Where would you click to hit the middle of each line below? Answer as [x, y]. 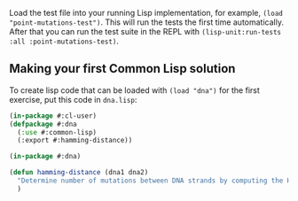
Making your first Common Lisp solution [122, 69]
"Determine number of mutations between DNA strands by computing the [150, 181]
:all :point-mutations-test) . [64, 41]
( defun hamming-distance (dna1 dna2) [79, 173]
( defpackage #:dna [43, 124]
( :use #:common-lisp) [57, 132]
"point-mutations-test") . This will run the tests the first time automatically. [146, 22]
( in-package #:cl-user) [53, 116]
